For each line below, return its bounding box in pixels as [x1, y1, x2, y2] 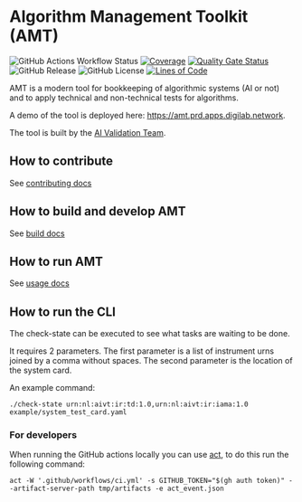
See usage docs [9, 278, 70, 289]
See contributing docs [9, 177, 92, 188]
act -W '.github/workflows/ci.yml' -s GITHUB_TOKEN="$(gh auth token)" [9, 477, 285, 486]
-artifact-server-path [9, 484, 95, 494]
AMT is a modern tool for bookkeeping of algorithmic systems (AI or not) [9, 82, 280, 93]
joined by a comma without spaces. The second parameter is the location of [9, 355, 293, 366]
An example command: [9, 383, 96, 393]
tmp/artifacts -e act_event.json [98, 484, 224, 494]
